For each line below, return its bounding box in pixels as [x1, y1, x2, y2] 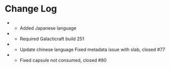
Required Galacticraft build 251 [19, 36, 84, 42]
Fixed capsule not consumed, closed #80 [19, 57, 107, 63]
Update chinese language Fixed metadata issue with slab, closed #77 [19, 46, 165, 52]
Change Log [5, 3, 57, 15]
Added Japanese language [19, 25, 77, 31]
